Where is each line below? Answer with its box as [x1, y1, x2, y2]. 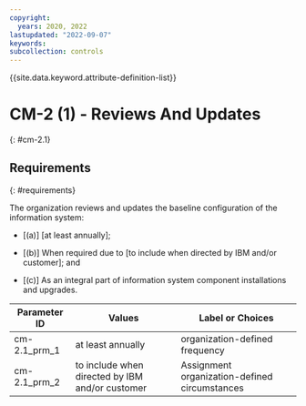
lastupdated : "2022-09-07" [9, 30, 112, 39]
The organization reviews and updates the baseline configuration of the [9, 202, 278, 213]
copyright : [9, 13, 51, 23]
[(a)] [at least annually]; [22, 229, 111, 240]
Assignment [180, 359, 232, 371]
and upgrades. [22, 284, 78, 295]
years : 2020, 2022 [17, 22, 88, 31]
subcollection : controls [9, 47, 104, 56]
